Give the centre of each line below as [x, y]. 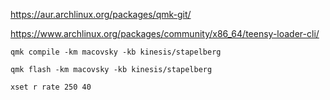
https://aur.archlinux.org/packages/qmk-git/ [101, 14]
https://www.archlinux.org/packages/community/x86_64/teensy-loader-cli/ [165, 33]
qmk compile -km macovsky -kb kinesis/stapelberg [116, 52]
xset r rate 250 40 [51, 87]
